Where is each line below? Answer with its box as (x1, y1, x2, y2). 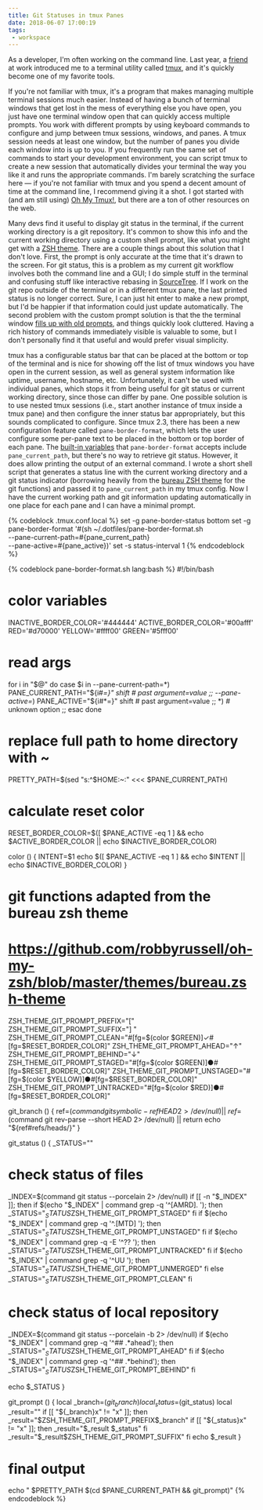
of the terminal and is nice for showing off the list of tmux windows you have (8, 359, 255, 369)
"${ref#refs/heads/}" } (8, 1123, 81, 1132)
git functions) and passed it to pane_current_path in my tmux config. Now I (8, 484, 249, 494)
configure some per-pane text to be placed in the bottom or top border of (8, 434, 245, 443)
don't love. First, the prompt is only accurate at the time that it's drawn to (8, 252, 243, 261)
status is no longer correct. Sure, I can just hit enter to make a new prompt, (8, 294, 250, 303)
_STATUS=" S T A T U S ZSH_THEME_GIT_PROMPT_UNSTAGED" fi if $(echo (8, 1227, 238, 1238)
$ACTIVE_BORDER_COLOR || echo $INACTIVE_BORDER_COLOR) (8, 837, 218, 846)
